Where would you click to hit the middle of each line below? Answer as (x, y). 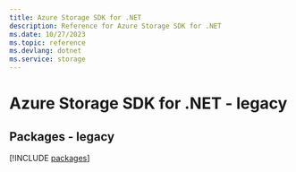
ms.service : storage (48, 59)
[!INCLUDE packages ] (50, 158)
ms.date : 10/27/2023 (48, 34)
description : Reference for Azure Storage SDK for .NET (115, 26)
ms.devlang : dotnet (46, 51)
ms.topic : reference (48, 43)
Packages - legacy (62, 137)
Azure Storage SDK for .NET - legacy (148, 103)
